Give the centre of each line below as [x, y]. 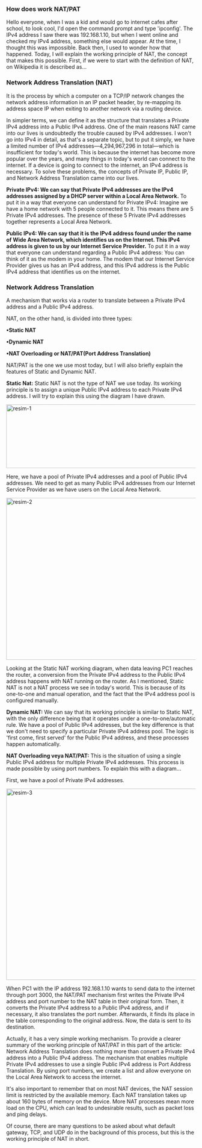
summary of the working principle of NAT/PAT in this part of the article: [94, 1045]
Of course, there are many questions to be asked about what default [91, 1126]
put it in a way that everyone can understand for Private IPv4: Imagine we [97, 202]
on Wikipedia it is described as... [47, 67]
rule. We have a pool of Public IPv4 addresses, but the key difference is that [100, 724]
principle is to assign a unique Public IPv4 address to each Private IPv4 [94, 389]
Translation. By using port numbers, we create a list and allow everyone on [99, 1070]
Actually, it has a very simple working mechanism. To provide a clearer [94, 1038]
